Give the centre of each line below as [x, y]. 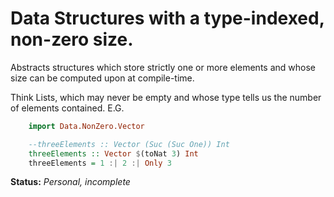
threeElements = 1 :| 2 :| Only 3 [100, 163]
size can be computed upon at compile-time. [102, 78]
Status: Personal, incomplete [70, 182]
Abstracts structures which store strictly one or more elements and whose [163, 67]
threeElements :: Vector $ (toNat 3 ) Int [113, 153]
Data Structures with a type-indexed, [167, 18]
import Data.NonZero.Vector [86, 126]
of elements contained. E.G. [67, 108]
